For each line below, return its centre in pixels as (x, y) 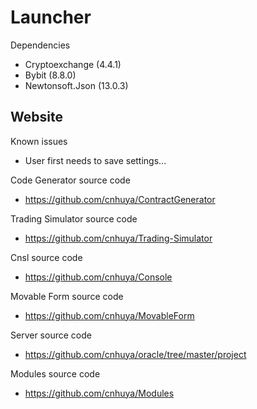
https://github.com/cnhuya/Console (98, 277)
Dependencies (40, 45)
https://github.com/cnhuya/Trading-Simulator (118, 238)
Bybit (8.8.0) (50, 75)
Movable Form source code (67, 296)
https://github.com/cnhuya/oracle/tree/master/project (135, 354)
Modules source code (55, 373)
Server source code (51, 335)
